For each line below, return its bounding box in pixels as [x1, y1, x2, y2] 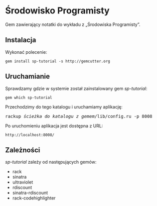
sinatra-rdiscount [12, 190, 48, 196]
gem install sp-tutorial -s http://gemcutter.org [5, 59, 111, 64]
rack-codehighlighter [12, 195, 56, 201]
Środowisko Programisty [5, 5, 110, 16]
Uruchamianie [5, 72, 50, 81]
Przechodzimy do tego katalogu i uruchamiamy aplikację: [5, 103, 123, 109]
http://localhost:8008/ [5, 132, 55, 137]
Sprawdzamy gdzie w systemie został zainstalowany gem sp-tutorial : [5, 85, 148, 92]
